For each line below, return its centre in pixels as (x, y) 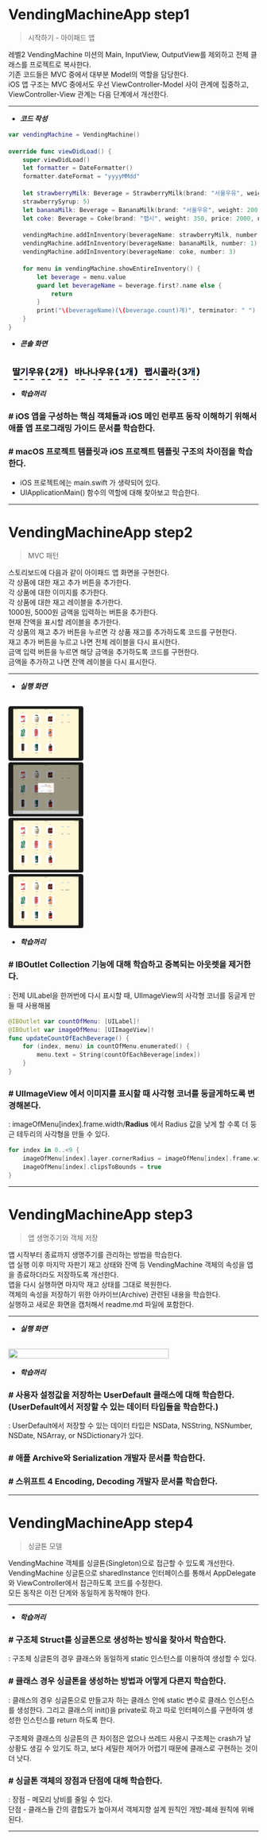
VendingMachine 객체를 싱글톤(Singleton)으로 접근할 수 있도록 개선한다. (122, 1564)
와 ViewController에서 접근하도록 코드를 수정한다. (85, 1583)
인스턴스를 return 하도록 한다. (69, 1720)
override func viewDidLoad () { (60, 151)
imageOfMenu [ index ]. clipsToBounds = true (92, 1167)
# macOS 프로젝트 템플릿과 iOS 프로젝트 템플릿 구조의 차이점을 (122, 452)
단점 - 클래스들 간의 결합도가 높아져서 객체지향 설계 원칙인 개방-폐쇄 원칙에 (124, 1809)
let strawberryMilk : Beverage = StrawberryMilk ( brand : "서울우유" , (133, 193)
